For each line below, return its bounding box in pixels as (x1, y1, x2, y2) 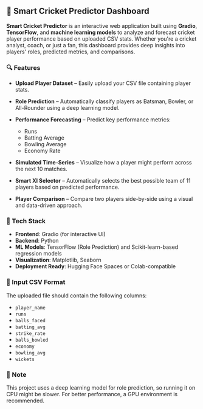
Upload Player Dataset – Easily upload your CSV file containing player (15, 79, 191, 87)
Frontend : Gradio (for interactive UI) (15, 231, 106, 238)
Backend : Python (15, 237, 59, 245)
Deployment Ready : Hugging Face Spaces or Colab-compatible (15, 263, 176, 270)
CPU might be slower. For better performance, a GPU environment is (6, 391, 178, 397)
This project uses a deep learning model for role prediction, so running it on (6, 384, 196, 391)
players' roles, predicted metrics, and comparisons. (6, 48, 136, 55)
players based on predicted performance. (15, 183, 120, 191)
